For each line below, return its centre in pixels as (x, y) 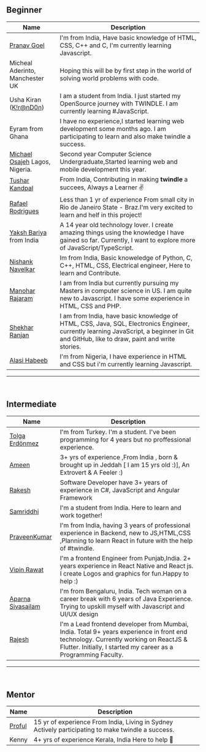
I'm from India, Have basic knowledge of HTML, (128, 37)
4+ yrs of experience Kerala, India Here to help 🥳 (103, 740)
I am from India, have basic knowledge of (119, 316)
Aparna (20, 598)
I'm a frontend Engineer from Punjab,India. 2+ (125, 558)
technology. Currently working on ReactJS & (124, 639)
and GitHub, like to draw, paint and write (117, 339)
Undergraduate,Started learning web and (119, 162)
